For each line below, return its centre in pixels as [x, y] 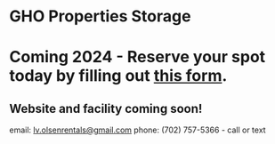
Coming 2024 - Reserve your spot [137, 57]
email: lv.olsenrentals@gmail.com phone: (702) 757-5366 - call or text [137, 130]
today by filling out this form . [118, 76]
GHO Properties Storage [100, 16]
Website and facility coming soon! [106, 108]
